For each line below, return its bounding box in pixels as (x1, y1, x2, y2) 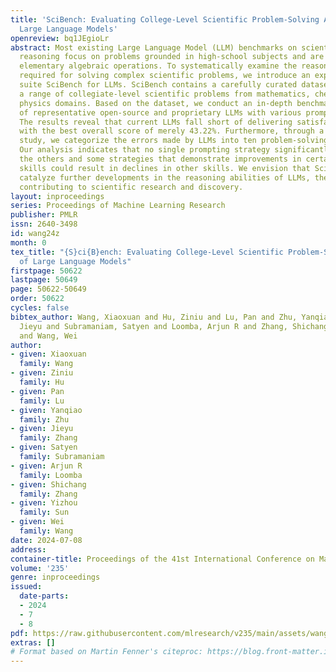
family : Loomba (19, 470, 83, 480)
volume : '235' (10, 563, 70, 573)
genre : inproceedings (10, 572, 101, 583)
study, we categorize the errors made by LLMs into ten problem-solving (19, 136, 329, 146)
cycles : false (10, 303, 70, 313)
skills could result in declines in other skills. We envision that (19, 163, 311, 173)
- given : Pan (10, 386, 65, 396)
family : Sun (19, 507, 70, 518)
